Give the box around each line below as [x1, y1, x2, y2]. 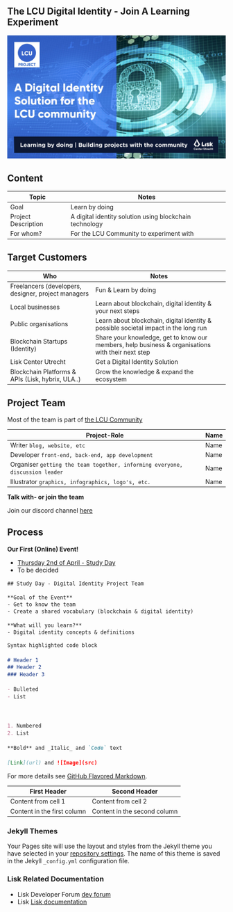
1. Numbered [7, 723, 42, 730]
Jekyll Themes [7, 826, 58, 836]
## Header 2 [7, 664, 42, 671]
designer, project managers [10, 289, 89, 298]
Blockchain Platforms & [10, 367, 76, 376]
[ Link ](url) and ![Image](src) [7, 759, 98, 766]
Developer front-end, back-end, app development [10, 451, 154, 458]
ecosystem [95, 375, 127, 383]
